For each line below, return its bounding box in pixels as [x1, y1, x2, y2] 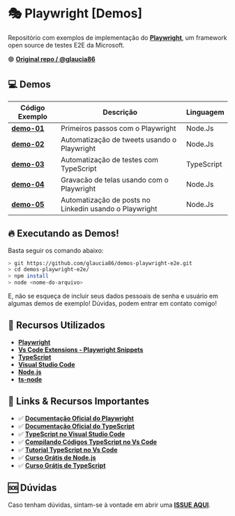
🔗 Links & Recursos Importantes [8, 396, 149, 408]
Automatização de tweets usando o [61, 134, 177, 144]
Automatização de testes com [61, 155, 159, 164]
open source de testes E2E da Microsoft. [8, 41, 125, 49]
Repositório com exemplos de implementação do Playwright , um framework [8, 33, 227, 42]
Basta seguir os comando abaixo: [8, 246, 104, 255]
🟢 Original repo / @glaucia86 [8, 55, 96, 63]
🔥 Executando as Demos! [8, 228, 119, 240]
